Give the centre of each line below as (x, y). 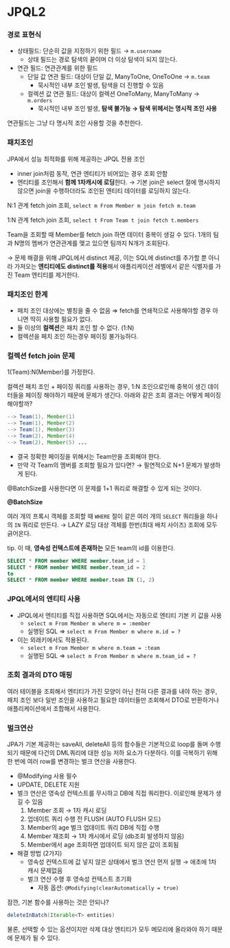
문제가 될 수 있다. (37, 938)
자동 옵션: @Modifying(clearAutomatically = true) (108, 888)
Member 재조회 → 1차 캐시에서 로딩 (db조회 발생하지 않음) (106, 836)
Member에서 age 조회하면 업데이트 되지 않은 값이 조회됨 (103, 845)
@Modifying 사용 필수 (47, 776)
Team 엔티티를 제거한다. (47, 275)
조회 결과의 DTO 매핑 (40, 675)
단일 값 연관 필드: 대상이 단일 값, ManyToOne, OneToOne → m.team (118, 77)
